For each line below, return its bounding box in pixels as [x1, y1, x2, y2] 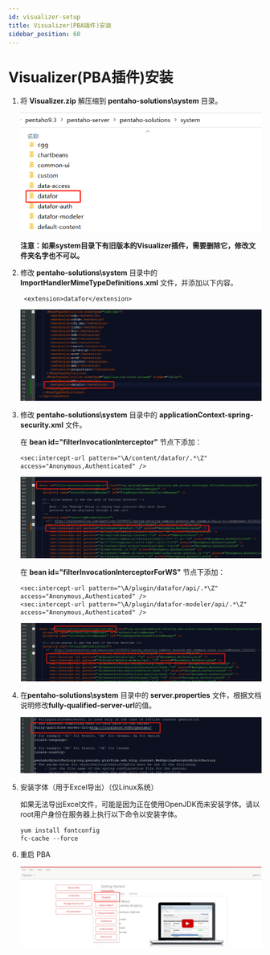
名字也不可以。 [34, 251, 84, 260]
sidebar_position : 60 [8, 30, 81, 38]
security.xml [19, 420, 64, 429]
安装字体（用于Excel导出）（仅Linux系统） [19, 782, 158, 792]
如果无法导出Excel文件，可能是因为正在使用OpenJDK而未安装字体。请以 [19, 800, 260, 809]
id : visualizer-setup [8, 13, 81, 21]
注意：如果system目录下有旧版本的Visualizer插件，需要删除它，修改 [19, 241, 249, 251]
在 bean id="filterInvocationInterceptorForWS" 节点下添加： [19, 568, 226, 577]
